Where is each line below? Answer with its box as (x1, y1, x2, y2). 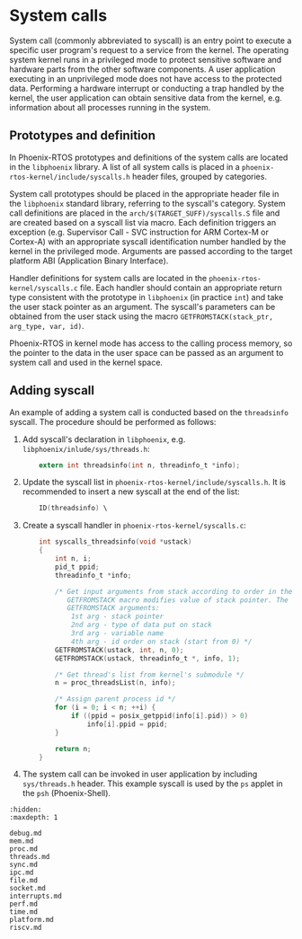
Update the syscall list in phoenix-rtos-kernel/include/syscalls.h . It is (22, 477, 286, 488)
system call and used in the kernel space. (9, 357, 164, 368)
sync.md (9, 860, 39, 870)
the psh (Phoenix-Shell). (22, 788, 111, 799)
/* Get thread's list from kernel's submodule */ (55, 670, 244, 679)
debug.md (9, 828, 42, 838)
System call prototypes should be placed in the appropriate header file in (9, 188, 280, 199)
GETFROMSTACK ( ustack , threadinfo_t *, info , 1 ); (55, 653, 241, 663)
